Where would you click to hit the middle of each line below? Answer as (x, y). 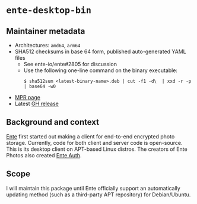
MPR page (27, 97)
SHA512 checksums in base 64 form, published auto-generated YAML (100, 51)
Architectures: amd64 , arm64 (47, 45)
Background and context (53, 122)
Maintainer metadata (46, 31)
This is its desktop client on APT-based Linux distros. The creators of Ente (97, 149)
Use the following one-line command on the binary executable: (101, 70)
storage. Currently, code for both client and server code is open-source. (94, 143)
